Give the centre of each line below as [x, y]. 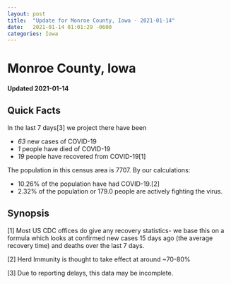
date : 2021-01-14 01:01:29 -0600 [60, 27]
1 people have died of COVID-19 [64, 148]
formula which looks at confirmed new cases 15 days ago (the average [110, 238]
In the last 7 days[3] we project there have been [77, 127]
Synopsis [28, 214]
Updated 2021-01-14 [38, 88]
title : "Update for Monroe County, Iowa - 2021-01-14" [91, 20]
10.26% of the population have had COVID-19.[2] [89, 184]
